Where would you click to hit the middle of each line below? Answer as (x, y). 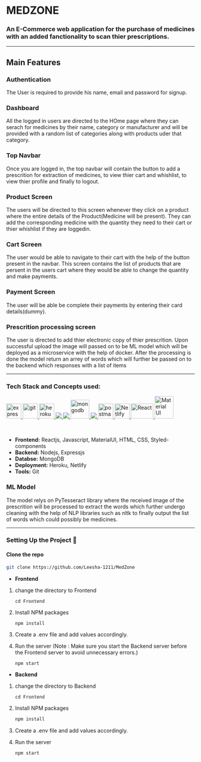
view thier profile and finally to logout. (53, 181)
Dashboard (23, 108)
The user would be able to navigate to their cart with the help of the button (98, 257)
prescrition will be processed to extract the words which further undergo (96, 507)
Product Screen (29, 197)
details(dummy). (26, 311)
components (30, 446)
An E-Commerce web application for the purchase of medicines (100, 29)
